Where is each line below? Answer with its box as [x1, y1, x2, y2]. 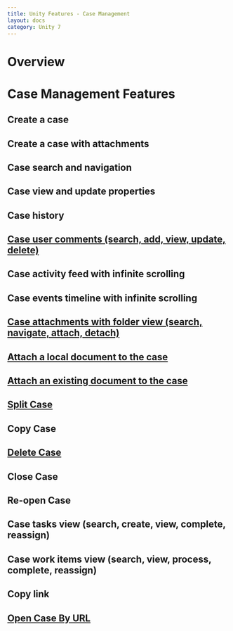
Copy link [7, 588, 50, 600]
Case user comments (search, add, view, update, [7, 234, 226, 246]
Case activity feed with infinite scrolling [7, 268, 185, 280]
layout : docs [7, 17, 46, 24]
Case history [7, 209, 65, 222]
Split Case [7, 399, 53, 411]
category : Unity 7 [7, 23, 61, 30]
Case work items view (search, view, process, [7, 553, 212, 565]
